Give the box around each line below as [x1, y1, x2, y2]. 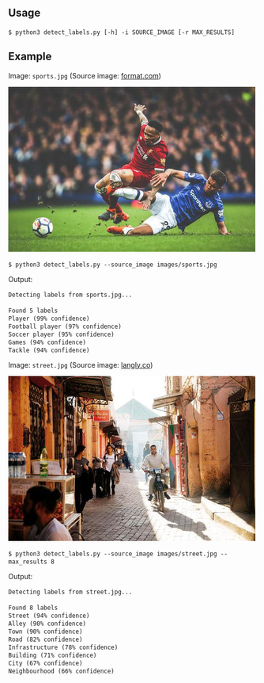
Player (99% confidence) [8, 315, 90, 322]
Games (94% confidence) [8, 338, 87, 346]
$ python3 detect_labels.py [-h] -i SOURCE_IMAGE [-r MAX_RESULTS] [8, 28, 236, 36]
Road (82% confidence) [8, 635, 83, 643]
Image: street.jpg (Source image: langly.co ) [8, 360, 153, 369]
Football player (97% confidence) [8, 322, 123, 330]
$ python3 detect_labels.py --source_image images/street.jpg [8, 550, 217, 558]
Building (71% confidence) [8, 651, 97, 659]
